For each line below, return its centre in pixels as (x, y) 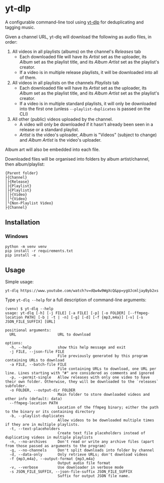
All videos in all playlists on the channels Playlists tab (66, 83)
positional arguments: (28, 330)
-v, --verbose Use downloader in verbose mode (67, 468)
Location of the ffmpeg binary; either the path (108, 408)
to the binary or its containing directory (50, 412)
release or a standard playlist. (49, 129)
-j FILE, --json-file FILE (37, 352)
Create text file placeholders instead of (102, 433)
